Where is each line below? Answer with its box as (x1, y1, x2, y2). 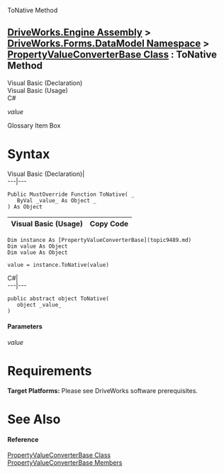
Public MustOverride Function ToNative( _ (7, 191, 135, 198)
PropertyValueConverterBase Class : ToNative (7, 49, 218, 61)
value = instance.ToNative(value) (7, 261, 110, 268)
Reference (7, 435, 39, 443)
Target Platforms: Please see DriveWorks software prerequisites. (7, 386, 198, 395)
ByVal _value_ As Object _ (16, 197, 97, 204)
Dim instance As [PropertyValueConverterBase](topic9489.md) (7, 236, 192, 243)
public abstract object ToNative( (7, 294, 110, 302)
